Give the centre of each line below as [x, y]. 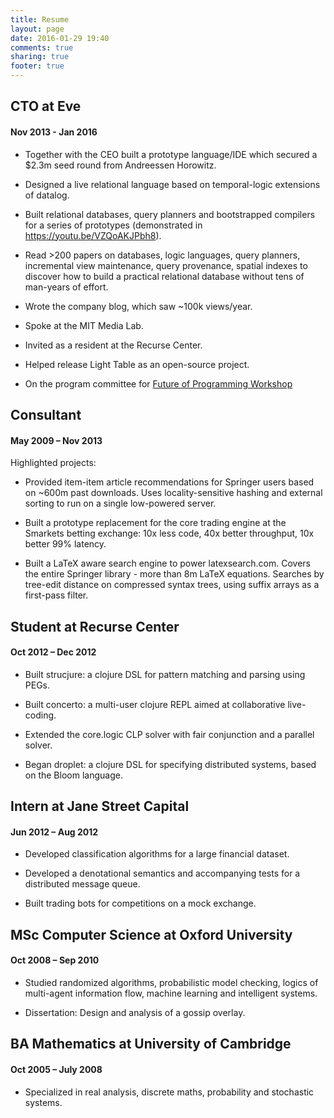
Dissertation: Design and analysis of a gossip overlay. [135, 1012]
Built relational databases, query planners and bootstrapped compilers [170, 214]
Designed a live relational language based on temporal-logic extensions [172, 184]
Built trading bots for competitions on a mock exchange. [140, 903]
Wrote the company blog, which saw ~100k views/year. [138, 306]
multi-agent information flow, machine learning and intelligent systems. [171, 993]
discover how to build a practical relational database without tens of [164, 276]
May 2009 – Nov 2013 [56, 440]
